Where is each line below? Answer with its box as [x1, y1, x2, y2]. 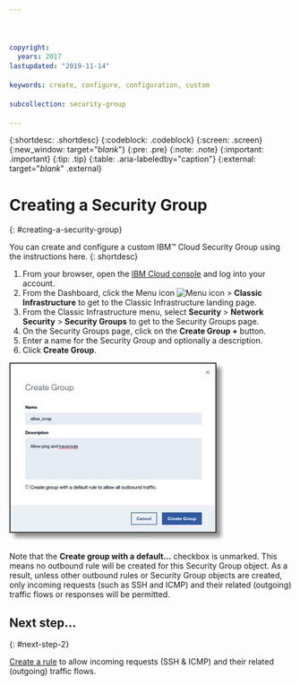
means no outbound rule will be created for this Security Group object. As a [9, 560, 288, 571]
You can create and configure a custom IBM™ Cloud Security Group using [9, 242, 280, 253]
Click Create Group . [21, 345, 97, 356]
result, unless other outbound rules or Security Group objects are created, [9, 570, 283, 581]
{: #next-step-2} [9, 639, 70, 650]
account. [21, 278, 56, 289]
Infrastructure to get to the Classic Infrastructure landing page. [21, 297, 257, 308]
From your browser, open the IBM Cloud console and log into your [21, 269, 266, 280]
